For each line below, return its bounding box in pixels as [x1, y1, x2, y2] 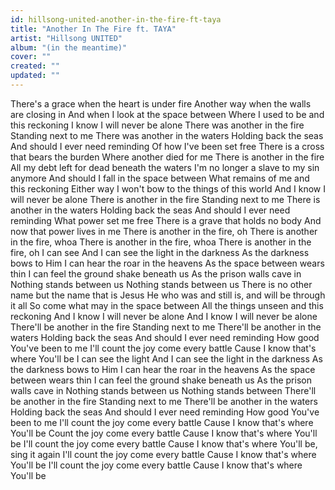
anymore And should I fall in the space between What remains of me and [10, 172, 310, 184]
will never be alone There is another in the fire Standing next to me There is [10, 193, 321, 205]
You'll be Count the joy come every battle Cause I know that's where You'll [10, 427, 318, 439]
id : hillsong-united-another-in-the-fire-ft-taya [10, 14, 222, 25]
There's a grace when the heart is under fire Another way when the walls [10, 97, 312, 110]
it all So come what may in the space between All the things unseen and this [10, 299, 324, 311]
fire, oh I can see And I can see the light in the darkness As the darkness [10, 246, 310, 258]
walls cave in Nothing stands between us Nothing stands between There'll [10, 384, 317, 396]
